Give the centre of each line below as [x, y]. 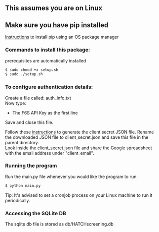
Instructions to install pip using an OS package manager [62, 37]
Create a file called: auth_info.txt [38, 98]
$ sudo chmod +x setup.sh [32, 70]
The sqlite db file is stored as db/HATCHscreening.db [59, 224]
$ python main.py [23, 185]
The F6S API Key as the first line [45, 113]
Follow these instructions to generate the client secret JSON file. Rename [79, 132]
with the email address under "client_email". [50, 153]
